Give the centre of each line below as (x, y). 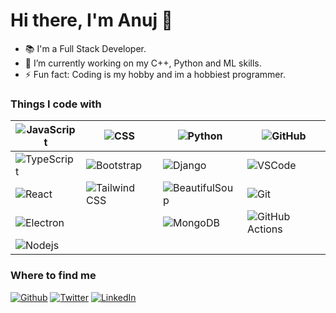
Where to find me (53, 276)
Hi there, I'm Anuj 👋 (91, 20)
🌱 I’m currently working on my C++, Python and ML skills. (143, 63)
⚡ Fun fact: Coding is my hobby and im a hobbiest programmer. (155, 74)
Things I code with (56, 104)
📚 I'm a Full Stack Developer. (85, 48)
